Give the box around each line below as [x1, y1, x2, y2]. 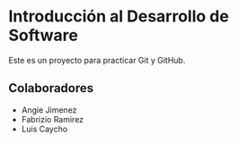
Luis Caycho [21, 123, 68, 134]
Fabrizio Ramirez [21, 114, 84, 124]
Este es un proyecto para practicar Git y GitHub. [8, 55, 186, 65]
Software [8, 25, 78, 46]
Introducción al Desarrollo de [8, 6, 230, 27]
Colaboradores [8, 80, 94, 96]
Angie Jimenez [21, 105, 77, 115]
